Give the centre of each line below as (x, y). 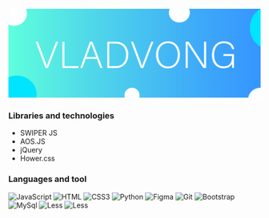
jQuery (31, 150)
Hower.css (37, 159)
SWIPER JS (38, 133)
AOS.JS (32, 141)
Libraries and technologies (61, 116)
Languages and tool (48, 179)
